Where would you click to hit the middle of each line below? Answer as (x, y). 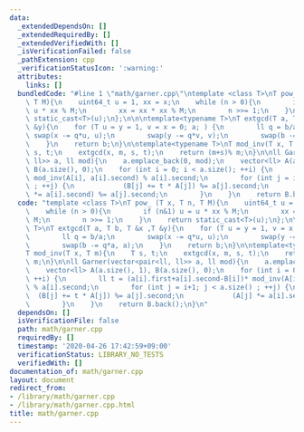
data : (19, 18)
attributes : (40, 77)
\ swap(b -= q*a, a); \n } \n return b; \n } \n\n (139, 245)
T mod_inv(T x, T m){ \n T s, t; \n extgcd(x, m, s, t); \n (147, 254)
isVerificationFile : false (68, 321)
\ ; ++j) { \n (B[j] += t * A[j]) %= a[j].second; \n (147, 187)
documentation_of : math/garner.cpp (76, 371)
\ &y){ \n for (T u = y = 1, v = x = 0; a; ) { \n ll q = (153, 128)
